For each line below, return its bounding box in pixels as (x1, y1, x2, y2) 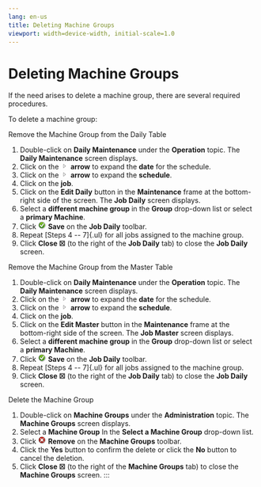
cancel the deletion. (19, 454, 85, 463)
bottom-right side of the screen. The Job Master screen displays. (19, 329, 234, 338)
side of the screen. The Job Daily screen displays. (36, 196, 201, 205)
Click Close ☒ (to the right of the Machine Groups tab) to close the (19, 462, 239, 471)
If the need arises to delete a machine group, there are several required (8, 91, 240, 101)
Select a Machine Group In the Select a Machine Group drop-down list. (19, 428, 255, 437)
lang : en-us (8, 13, 47, 21)
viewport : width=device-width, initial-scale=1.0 (8, 29, 176, 37)
